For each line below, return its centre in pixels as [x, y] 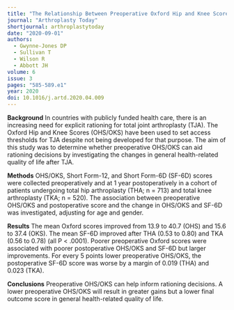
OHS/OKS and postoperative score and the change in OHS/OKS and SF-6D [115, 205]
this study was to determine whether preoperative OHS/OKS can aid [105, 147]
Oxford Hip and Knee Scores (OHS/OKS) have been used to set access [109, 132]
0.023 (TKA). [26, 270]
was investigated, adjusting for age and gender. [76, 212]
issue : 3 [20, 78]
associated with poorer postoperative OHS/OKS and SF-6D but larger [107, 248]
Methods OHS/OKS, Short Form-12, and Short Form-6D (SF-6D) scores [110, 176]
